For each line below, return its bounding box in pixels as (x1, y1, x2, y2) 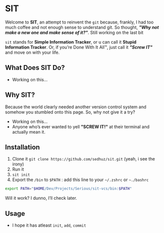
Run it (12, 166, 24, 172)
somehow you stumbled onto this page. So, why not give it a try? (5, 109, 136, 115)
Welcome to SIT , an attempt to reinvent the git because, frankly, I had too (5, 19, 154, 25)
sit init (12, 172, 30, 178)
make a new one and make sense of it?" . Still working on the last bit (5, 29, 143, 35)
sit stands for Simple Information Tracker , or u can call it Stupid (5, 39, 137, 45)
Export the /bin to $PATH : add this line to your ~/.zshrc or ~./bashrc (12, 177, 149, 183)
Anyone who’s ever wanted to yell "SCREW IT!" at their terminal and (12, 123, 150, 130)
